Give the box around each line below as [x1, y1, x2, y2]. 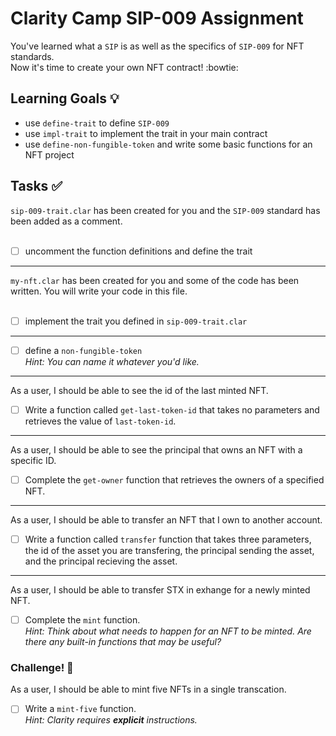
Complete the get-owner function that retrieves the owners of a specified [24, 473, 325, 486]
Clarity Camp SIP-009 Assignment [10, 7, 304, 30]
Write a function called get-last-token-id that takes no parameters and [24, 403, 320, 416]
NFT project [24, 148, 75, 161]
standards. [10, 50, 55, 62]
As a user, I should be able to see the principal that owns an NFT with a [10, 443, 303, 456]
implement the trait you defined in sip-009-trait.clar [24, 315, 248, 327]
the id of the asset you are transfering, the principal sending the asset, [24, 544, 315, 556]
